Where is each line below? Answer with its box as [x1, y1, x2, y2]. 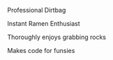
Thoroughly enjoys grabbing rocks [7, 33, 107, 41]
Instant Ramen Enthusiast [7, 20, 80, 27]
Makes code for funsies [7, 47, 75, 54]
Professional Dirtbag [7, 6, 66, 14]
